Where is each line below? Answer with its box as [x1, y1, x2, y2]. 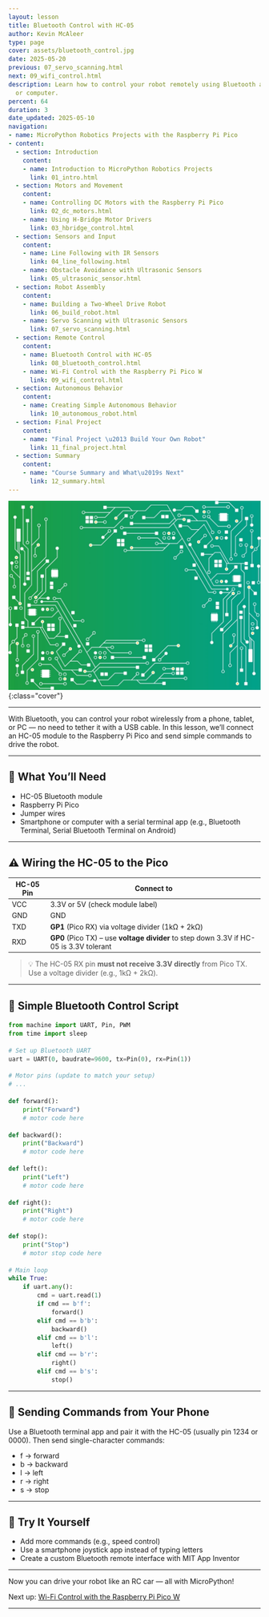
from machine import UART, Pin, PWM [8, 1021, 130, 1029]
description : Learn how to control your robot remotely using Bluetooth [8, 80, 256, 88]
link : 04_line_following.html [29, 258, 130, 266]
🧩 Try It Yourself [8, 1515, 90, 1529]
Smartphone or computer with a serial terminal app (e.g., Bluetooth [19, 817, 241, 826]
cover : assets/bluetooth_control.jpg [8, 46, 134, 55]
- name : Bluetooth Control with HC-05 [22, 351, 152, 359]
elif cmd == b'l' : [37, 1334, 98, 1342]
